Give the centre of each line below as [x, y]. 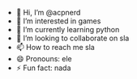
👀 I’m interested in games [58, 21]
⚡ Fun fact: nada [43, 68]
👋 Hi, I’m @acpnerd [48, 12]
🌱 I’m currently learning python [68, 29]
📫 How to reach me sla [55, 47]
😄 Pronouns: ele [44, 59]
